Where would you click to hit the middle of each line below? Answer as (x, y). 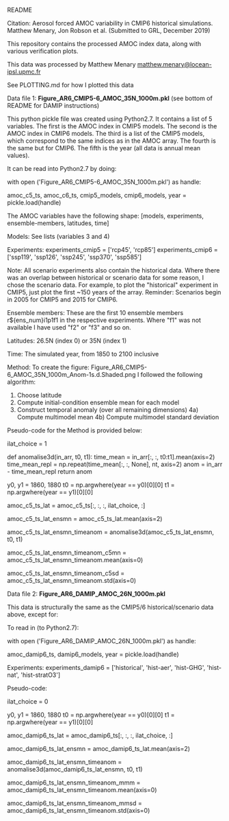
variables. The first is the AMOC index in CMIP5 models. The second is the (112, 126)
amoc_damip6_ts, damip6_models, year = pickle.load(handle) (93, 654)
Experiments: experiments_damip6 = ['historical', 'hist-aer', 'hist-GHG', (106, 668)
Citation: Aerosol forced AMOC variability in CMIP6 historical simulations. (110, 23)
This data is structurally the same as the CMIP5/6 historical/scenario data (110, 607)
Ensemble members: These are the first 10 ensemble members (95, 313)
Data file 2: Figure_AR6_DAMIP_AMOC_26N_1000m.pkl (86, 594)
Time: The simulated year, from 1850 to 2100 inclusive (83, 354)
